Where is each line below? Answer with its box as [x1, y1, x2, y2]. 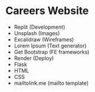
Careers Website [5, 4, 89, 18]
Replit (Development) [13, 23, 66, 30]
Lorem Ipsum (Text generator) [13, 42, 87, 49]
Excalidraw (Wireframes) [13, 36, 74, 43]
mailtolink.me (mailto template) [13, 79, 89, 86]
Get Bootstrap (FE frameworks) [13, 48, 90, 55]
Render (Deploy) [13, 54, 54, 62]
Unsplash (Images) [13, 29, 60, 36]
